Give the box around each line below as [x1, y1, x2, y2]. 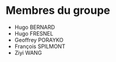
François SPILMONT [14, 43, 66, 50]
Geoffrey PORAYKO [14, 36, 64, 43]
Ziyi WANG [14, 49, 42, 56]
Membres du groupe [5, 4, 111, 17]
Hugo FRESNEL [14, 29, 53, 37]
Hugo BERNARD [14, 23, 55, 31]
